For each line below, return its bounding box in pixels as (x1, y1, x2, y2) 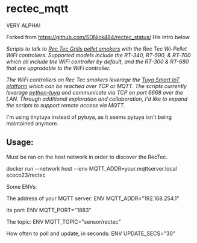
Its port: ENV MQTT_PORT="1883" (6, 206, 92, 213)
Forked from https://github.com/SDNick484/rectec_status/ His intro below (6, 33, 190, 40)
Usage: (6, 137, 34, 148)
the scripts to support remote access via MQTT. (6, 101, 125, 109)
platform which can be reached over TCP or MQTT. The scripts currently (6, 82, 187, 89)
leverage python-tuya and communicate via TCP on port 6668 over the (6, 89, 184, 96)
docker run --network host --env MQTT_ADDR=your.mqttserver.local (6, 165, 177, 172)
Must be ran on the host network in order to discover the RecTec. (6, 153, 168, 160)
